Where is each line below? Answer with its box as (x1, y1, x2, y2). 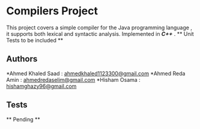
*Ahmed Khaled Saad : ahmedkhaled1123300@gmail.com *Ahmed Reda (6, 70, 186, 77)
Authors (6, 54, 38, 64)
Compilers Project (6, 4, 98, 18)
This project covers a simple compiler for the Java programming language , (6, 24, 192, 31)
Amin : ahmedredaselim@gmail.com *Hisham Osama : (6, 76, 141, 83)
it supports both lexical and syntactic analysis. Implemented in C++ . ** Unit (6, 30, 194, 37)
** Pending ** (6, 115, 41, 123)
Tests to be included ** (6, 36, 64, 44)
